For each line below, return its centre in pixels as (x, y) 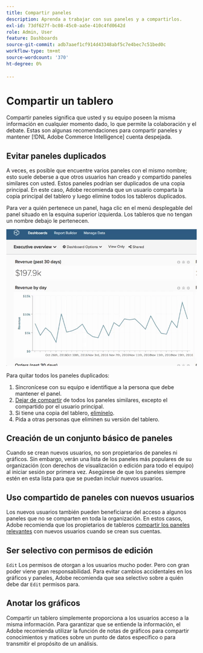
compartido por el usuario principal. (60, 406)
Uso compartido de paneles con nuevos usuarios (100, 497)
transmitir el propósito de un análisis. (52, 643)
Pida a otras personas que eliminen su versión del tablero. (87, 419)
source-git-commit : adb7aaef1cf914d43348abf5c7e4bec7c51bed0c (86, 45)
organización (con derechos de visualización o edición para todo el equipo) (100, 465)
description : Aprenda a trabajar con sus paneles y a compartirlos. (94, 19)
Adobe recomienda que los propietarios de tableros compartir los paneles (98, 525)
